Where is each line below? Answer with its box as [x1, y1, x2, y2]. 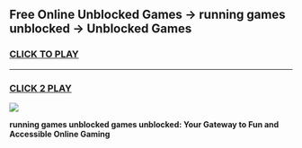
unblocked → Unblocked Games [9, 22, 192, 37]
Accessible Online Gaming [9, 128, 111, 139]
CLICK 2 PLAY [9, 82, 72, 94]
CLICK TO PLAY [9, 48, 79, 61]
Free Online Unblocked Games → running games [9, 7, 286, 22]
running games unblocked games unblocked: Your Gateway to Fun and [9, 118, 280, 129]
